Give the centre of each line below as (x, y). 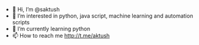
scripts (21, 22)
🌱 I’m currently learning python (51, 29)
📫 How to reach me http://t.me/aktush (61, 36)
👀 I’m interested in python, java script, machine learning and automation (103, 16)
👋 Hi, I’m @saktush (36, 9)
